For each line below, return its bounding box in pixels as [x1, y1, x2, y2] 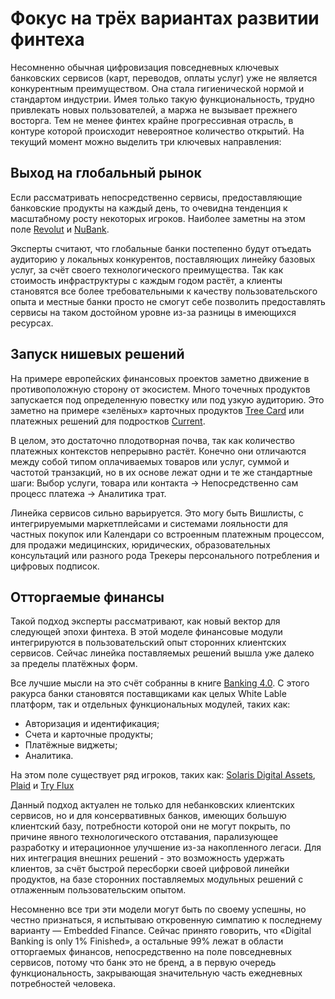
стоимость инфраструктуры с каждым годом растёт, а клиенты [10, 274, 283, 286]
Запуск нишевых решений [10, 346, 185, 363]
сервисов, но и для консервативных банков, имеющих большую [10, 810, 287, 822]
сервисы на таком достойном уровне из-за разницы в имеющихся [10, 306, 297, 318]
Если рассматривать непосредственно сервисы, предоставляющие [10, 191, 303, 203]
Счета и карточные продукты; [24, 728, 154, 741]
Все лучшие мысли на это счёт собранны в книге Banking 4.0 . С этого [10, 677, 310, 689]
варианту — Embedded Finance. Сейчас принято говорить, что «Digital [10, 925, 312, 937]
